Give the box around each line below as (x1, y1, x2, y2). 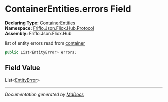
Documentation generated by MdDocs (5, 91, 84, 97)
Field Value (5, 64, 41, 72)
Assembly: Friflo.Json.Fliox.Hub (5, 30, 72, 36)
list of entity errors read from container (5, 40, 85, 46)
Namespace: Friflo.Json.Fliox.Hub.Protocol (5, 25, 94, 31)
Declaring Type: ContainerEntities (5, 20, 76, 26)
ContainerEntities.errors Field (5, 3, 131, 15)
